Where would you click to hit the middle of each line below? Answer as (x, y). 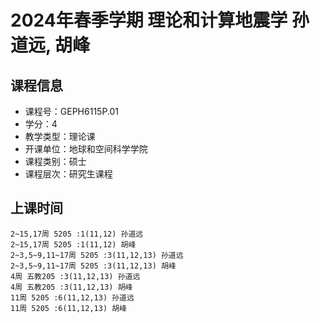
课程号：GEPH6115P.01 (72, 111)
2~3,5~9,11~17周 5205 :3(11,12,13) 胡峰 (93, 266)
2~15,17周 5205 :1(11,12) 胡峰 (73, 244)
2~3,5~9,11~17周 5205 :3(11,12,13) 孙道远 (97, 255)
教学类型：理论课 (60, 136)
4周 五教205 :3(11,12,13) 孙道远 (75, 276)
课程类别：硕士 (55, 161)
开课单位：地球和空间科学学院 (86, 149)
